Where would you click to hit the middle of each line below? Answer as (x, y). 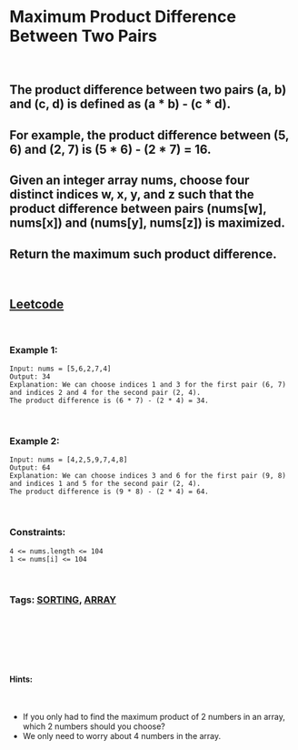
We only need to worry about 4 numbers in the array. (122, 736)
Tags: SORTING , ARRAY (63, 600)
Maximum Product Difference (123, 17)
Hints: (21, 679)
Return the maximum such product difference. (143, 253)
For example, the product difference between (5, (149, 135)
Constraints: (38, 532)
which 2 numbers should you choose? (94, 726)
